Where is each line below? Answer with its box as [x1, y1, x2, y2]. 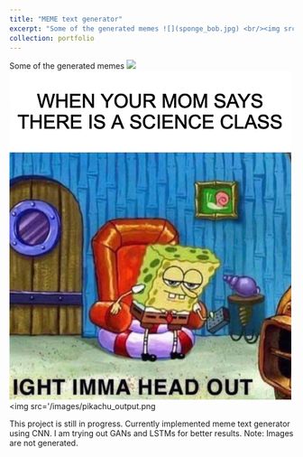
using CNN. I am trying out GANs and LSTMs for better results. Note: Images [9, 428, 294, 439]
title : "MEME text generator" [9, 14, 124, 23]
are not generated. [9, 438, 78, 449]
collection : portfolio [9, 33, 95, 42]
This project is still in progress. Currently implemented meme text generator [9, 418, 290, 429]
